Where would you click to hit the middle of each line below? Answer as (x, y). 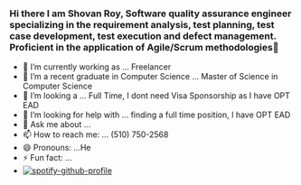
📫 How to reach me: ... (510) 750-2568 (95, 134)
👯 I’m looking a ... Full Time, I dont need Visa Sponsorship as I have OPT (156, 96)
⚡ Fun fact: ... (47, 158)
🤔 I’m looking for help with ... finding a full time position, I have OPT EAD (156, 115)
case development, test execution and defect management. (143, 36)
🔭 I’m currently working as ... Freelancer (97, 67)
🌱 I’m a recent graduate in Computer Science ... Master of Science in (150, 77)
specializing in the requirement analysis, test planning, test (142, 24)
